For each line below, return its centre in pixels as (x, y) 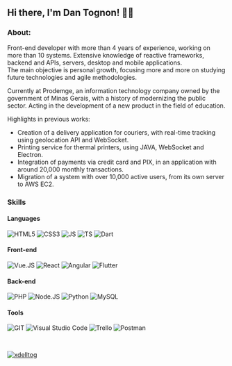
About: (19, 33)
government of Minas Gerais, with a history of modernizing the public (107, 98)
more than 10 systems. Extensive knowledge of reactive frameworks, (106, 55)
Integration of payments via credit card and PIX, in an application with (117, 162)
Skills (17, 202)
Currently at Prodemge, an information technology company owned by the (114, 90)
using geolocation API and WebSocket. (73, 140)
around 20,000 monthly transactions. (70, 169)
